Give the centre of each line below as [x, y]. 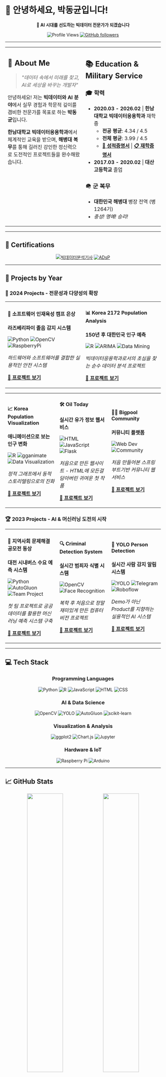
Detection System [81, 552]
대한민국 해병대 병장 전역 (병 [125, 202]
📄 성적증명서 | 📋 [121, 146]
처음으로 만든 [74, 463]
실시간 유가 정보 [77, 420]
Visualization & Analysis [83, 726]
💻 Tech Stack [27, 662]
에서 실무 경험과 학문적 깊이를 [44, 105]
